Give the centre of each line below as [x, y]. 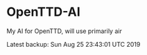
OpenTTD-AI [43, 12]
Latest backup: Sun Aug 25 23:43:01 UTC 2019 [73, 44]
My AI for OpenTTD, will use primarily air [64, 31]
